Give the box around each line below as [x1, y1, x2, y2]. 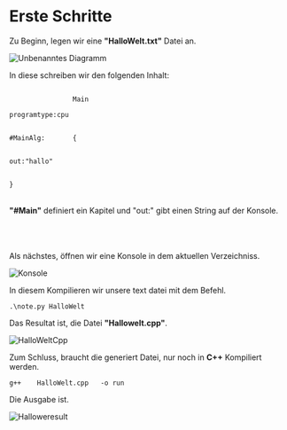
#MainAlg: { [9, 133, 77, 143]
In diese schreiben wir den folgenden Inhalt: [9, 69, 170, 81]
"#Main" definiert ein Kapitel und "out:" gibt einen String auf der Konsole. [9, 205, 279, 215]
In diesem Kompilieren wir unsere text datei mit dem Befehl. [9, 285, 227, 295]
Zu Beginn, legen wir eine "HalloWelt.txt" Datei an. [9, 35, 197, 46]
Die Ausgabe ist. [9, 394, 69, 404]
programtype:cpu [9, 110, 69, 119]
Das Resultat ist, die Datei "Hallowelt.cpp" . [9, 317, 168, 328]
